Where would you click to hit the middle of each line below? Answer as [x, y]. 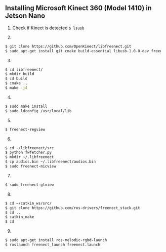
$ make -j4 [16, 88]
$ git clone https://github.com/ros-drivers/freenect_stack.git [73, 208]
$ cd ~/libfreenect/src [30, 148]
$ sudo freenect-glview [30, 185]
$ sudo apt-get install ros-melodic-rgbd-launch [56, 240]
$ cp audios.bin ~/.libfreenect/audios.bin [51, 162]
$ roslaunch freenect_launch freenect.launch [53, 245]
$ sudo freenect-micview [31, 167]
